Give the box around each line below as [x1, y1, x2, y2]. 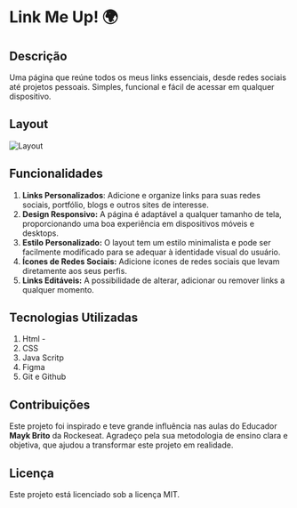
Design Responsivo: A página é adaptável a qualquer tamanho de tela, [21, 208, 282, 219]
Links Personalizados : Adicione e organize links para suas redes [21, 189, 261, 200]
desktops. [21, 228, 60, 238]
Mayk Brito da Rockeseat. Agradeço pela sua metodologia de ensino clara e [9, 431, 288, 441]
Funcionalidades [9, 166, 104, 181]
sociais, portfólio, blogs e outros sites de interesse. [21, 199, 209, 210]
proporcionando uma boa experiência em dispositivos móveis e [21, 218, 255, 229]
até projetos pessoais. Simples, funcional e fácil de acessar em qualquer [9, 82, 275, 92]
